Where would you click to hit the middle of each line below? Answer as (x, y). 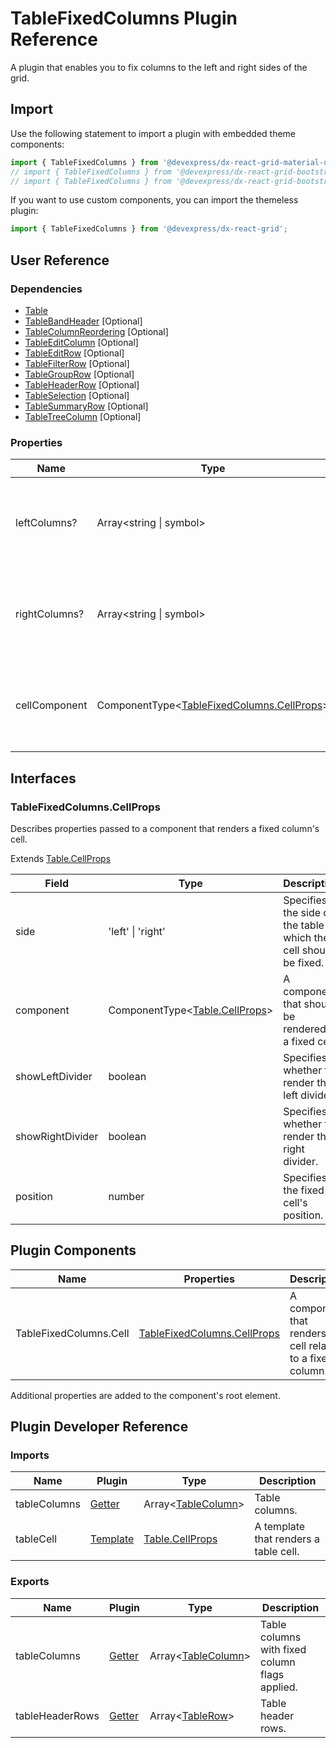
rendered (305, 1029)
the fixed (304, 1190)
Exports (30, 1582)
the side (302, 912)
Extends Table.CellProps (61, 858)
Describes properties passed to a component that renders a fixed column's (165, 828)
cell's (295, 1202)
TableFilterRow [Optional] (77, 363)
